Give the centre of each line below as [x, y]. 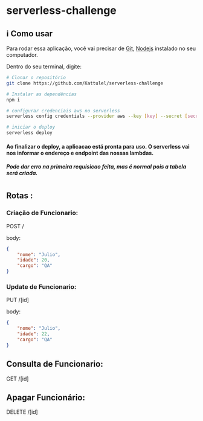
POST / [15, 226]
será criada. [22, 173]
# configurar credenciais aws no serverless [63, 111]
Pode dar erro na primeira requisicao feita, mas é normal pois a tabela [96, 167]
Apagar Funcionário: [46, 397]
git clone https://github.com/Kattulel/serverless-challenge [85, 83]
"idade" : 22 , [34, 334]
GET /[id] [18, 379]
